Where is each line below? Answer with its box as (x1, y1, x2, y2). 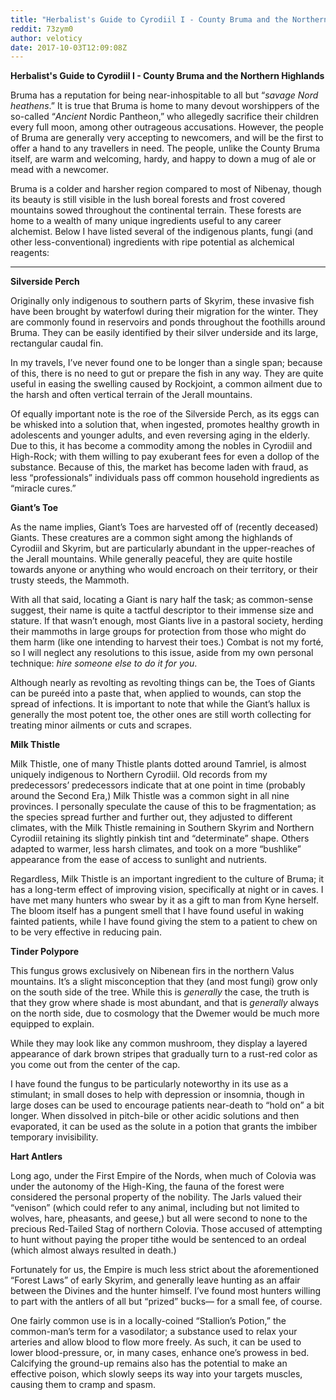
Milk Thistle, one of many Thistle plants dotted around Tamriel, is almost (10, 758, 307, 770)
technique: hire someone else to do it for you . (10, 657, 198, 670)
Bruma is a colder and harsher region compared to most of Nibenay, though (10, 183, 322, 195)
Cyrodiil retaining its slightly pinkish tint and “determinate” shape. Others (10, 832, 310, 845)
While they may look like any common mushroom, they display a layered (10, 1037, 308, 1050)
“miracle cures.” (10, 482, 77, 495)
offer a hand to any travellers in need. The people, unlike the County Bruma (10, 142, 321, 155)
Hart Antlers (10, 1151, 63, 1163)
